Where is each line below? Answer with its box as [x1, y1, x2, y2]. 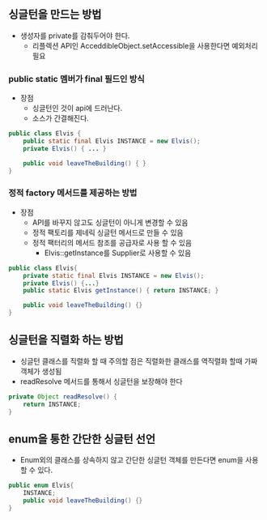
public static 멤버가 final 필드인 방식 [8, 73, 146, 84]
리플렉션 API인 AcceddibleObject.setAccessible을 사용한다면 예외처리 [32, 40, 259, 50]
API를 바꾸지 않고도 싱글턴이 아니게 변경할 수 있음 [32, 217, 189, 227]
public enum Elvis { [8, 481, 74, 490]
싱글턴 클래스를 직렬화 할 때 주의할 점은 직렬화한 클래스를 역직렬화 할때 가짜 [19, 356, 258, 366]
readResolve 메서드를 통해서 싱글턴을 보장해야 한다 [19, 376, 184, 386]
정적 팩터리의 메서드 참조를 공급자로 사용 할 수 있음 [32, 237, 193, 247]
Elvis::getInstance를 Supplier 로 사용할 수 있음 [44, 248, 192, 258]
